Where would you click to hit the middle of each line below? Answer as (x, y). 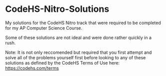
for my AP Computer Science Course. (44, 28)
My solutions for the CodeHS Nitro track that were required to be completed (83, 23)
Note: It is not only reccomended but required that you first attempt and (79, 52)
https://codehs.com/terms (32, 68)
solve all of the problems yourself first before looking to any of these (76, 57)
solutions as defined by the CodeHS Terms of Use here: (62, 63)
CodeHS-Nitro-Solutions (57, 9)
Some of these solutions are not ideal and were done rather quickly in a (79, 38)
